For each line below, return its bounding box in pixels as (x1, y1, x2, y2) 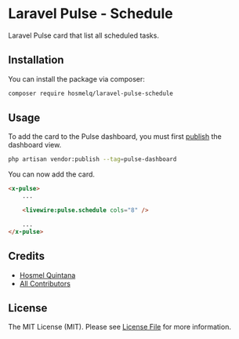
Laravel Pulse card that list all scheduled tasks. (8, 31, 159, 40)
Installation (8, 53, 64, 67)
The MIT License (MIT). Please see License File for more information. (8, 323, 231, 332)
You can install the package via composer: (8, 74, 145, 83)
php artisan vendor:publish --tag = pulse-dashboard (8, 155, 177, 163)
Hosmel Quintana (19, 270, 76, 279)
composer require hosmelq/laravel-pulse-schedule (8, 89, 174, 97)
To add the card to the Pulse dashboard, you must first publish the (8, 132, 222, 141)
